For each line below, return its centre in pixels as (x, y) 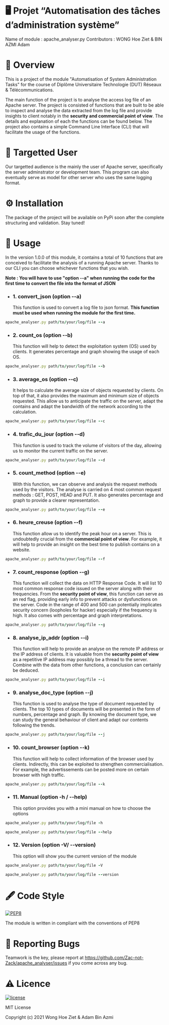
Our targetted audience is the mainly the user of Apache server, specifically (84, 166)
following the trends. (34, 725)
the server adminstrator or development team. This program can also (77, 172)
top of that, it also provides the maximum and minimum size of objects (86, 396)
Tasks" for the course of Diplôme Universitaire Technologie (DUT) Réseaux (83, 84)
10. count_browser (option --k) (51, 747)
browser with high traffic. (39, 775)
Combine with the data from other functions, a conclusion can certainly (87, 665)
